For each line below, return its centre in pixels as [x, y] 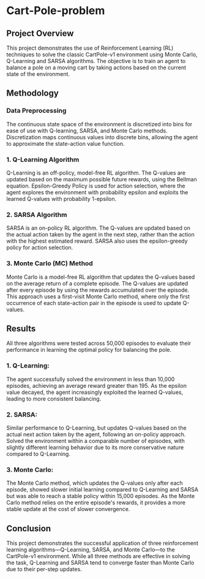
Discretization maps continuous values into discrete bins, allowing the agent [102, 137]
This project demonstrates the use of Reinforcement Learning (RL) [90, 48]
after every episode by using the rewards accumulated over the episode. [98, 290]
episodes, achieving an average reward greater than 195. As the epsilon [96, 385]
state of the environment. [38, 74]
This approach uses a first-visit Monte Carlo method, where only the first [98, 296]
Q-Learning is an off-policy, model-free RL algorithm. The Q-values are [96, 173]
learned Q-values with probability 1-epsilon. [61, 199]
